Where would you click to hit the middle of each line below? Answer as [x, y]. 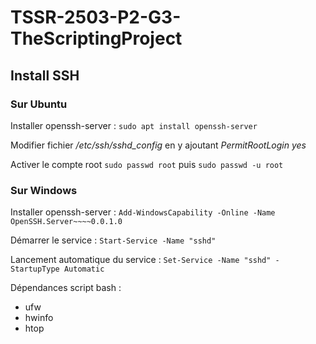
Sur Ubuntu [39, 104]
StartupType [35, 269]
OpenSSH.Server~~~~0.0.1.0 [66, 222]
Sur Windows [44, 190]
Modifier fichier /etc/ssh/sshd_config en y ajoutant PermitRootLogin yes [158, 145]
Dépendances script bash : [66, 288]
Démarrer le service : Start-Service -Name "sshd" [113, 240]
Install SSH [45, 75]
